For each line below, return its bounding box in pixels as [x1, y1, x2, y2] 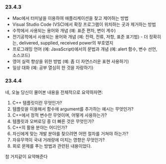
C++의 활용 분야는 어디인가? [12, 124, 68, 130]
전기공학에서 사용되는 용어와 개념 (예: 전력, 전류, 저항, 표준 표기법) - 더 [12, 34, 148, 40]
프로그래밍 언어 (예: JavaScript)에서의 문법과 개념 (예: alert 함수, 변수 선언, [12, 46, 158, 52]
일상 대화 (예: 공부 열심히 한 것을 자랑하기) [12, 65, 94, 71]
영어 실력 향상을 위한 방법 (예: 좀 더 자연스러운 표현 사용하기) [12, 58, 129, 65]
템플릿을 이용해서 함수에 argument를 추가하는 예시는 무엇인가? [12, 106, 134, 112]
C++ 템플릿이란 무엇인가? [12, 100, 62, 106]
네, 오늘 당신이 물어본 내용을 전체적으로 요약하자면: [5, 89, 103, 95]
